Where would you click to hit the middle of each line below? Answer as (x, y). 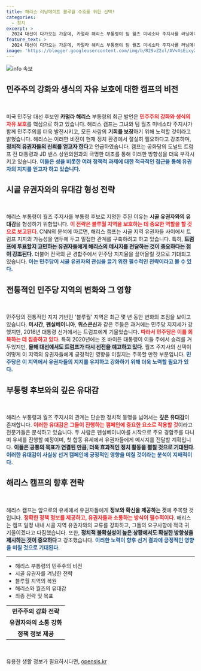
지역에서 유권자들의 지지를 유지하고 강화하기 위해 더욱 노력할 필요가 (105, 362)
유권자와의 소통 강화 (36, 622)
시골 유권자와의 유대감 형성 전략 (61, 189)
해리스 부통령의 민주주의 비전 (48, 566)
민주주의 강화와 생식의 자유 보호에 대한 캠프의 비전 (92, 90)
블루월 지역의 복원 (36, 581)
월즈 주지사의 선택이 (168, 347)
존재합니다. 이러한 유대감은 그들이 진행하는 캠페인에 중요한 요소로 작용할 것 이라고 (100, 425)
